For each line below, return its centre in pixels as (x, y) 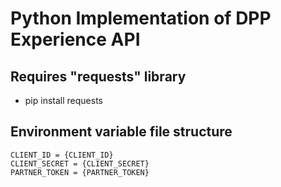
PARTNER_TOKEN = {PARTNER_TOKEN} (80, 172)
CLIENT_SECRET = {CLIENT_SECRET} (80, 163)
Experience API (75, 39)
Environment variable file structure (121, 132)
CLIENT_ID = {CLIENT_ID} (62, 155)
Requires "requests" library (98, 76)
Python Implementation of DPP (141, 18)
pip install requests (63, 100)
